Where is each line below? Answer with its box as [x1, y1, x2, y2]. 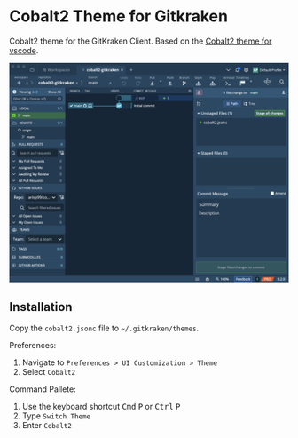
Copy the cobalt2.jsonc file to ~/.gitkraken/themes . [9, 323, 200, 334]
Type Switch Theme [21, 410, 91, 421]
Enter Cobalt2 [21, 420, 73, 431]
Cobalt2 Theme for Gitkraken [9, 6, 229, 27]
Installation [9, 299, 73, 315]
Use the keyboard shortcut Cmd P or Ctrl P [21, 402, 181, 412]
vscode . [9, 44, 39, 55]
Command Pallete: [9, 384, 77, 394]
